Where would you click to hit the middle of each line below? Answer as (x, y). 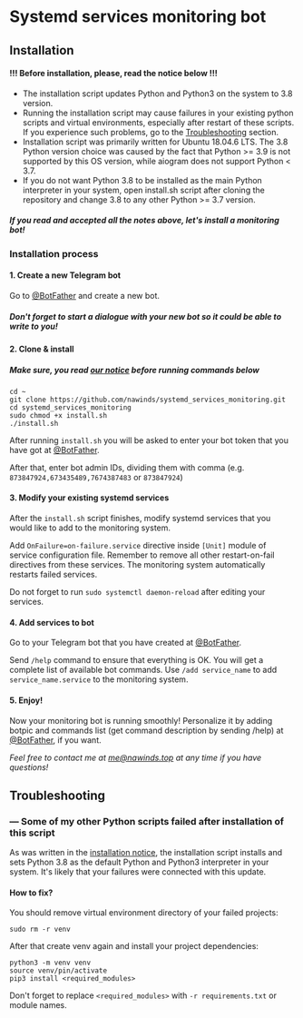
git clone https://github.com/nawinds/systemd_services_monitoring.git (147, 400)
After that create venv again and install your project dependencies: (134, 946)
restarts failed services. (54, 575)
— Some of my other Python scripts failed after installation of (147, 821)
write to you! (34, 326)
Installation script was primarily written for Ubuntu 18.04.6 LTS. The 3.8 (155, 142)
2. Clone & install (42, 349)
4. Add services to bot (52, 622)
